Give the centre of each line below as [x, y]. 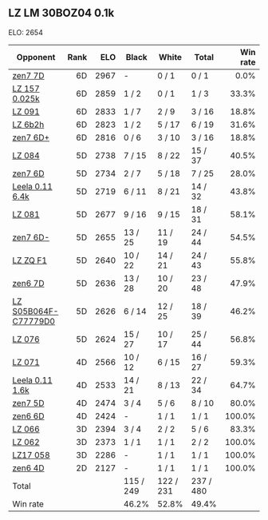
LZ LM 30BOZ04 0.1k [61, 13]
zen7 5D [28, 403]
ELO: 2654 [26, 32]
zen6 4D [28, 468]
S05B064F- [35, 311]
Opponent [36, 57]
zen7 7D [28, 75]
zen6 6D [28, 416]
